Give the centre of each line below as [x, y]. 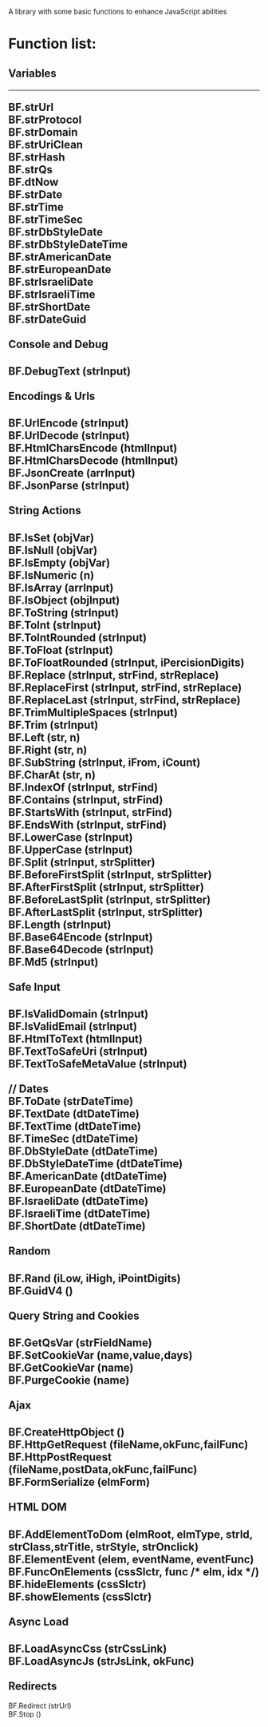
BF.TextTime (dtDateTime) [75, 1126]
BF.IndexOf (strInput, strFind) [83, 787]
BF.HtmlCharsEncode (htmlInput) [93, 448]
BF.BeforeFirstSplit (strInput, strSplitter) [110, 875]
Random [30, 1252]
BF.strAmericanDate [60, 257]
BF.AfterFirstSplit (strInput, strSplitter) [106, 887]
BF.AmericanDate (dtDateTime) [88, 1176]
